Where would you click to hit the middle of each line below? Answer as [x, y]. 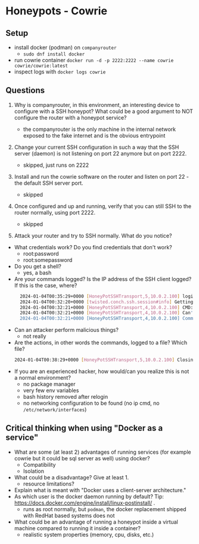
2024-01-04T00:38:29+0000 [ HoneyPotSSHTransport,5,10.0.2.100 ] [94, 360]
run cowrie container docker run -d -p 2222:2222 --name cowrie [94, 60]
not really [35, 337]
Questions [25, 91]
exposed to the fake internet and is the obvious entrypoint [94, 135]
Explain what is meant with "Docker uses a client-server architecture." [100, 490]
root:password [41, 253]
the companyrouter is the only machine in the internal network [99, 129]
